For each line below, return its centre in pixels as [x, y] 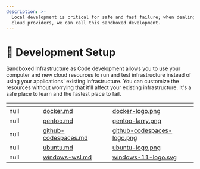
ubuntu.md [58, 148]
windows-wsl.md [67, 157]
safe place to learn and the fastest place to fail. [64, 94]
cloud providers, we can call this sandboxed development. [86, 23]
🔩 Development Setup [61, 52]
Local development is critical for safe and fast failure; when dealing [104, 17]
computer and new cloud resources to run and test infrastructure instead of [99, 75]
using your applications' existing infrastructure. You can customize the [93, 82]
